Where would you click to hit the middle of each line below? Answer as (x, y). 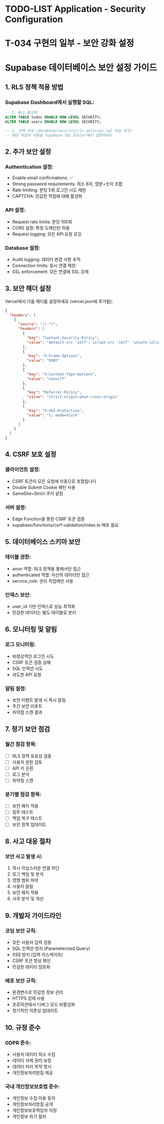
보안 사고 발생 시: (24, 856)
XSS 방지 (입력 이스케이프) (38, 954)
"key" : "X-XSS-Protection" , (55, 410)
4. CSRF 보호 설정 (31, 455)
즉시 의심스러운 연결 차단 (36, 868)
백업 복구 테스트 (27, 818)
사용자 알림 (23, 887)
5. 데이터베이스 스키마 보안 (43, 542)
